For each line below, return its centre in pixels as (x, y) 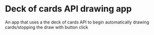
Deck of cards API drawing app (69, 9)
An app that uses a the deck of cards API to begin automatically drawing (77, 22)
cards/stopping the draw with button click (47, 27)
